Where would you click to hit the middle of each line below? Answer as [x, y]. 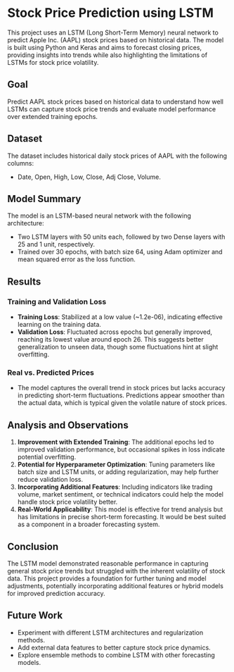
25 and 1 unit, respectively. [56, 244]
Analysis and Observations [68, 425]
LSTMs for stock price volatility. [53, 62]
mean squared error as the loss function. [76, 259]
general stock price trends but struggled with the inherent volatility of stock [116, 571]
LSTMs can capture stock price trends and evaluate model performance [112, 109]
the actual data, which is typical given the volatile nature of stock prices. [122, 403]
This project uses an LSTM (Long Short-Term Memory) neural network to [113, 32]
